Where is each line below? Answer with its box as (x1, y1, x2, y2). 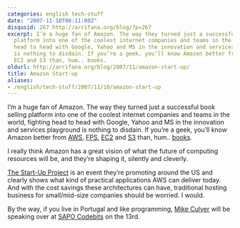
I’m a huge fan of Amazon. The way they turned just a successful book (7, 103, 216, 111)
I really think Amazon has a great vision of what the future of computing (7, 147, 219, 155)
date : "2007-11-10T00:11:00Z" (7, 17, 98, 24)
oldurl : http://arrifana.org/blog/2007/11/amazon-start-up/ (7, 63, 191, 71)
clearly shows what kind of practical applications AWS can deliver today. (7, 176, 221, 185)
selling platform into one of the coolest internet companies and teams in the (7, 110, 230, 119)
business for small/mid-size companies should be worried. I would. (7, 191, 205, 199)
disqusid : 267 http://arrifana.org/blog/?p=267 (7, 24, 152, 31)
